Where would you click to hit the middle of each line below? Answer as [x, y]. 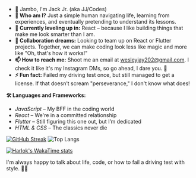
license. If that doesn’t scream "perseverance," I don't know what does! [102, 83]
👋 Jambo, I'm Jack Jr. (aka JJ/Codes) [61, 9]
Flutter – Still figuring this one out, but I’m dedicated [78, 122]
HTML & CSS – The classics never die [61, 128]
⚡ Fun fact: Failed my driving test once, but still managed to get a [94, 75]
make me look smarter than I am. [55, 34]
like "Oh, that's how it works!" [51, 53]
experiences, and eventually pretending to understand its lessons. [95, 22]
